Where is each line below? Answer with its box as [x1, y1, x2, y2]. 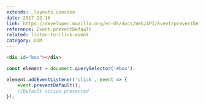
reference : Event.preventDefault [6, 26, 92, 33]
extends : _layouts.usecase [6, 9, 75, 15]
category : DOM [6, 37, 43, 44]
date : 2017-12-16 [6, 15, 51, 21]
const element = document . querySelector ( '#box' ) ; [6, 65, 136, 71]
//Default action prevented [17, 88, 89, 94]
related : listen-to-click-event [6, 32, 89, 38]
